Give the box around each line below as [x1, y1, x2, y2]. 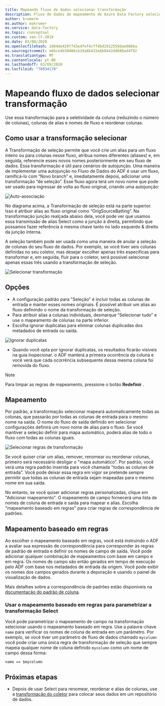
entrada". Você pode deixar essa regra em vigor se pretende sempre [5, 469, 144, 475]
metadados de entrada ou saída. [12, 328, 78, 334]
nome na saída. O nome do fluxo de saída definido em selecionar [5, 419, 137, 425]
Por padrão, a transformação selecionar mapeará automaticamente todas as [5, 409, 160, 415]
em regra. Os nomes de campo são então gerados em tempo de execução [5, 559, 156, 565]
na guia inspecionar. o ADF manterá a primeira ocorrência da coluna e [12, 352, 154, 358]
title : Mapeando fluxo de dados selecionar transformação [5, 7, 126, 12]
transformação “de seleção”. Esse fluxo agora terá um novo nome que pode [5, 178, 159, 184]
